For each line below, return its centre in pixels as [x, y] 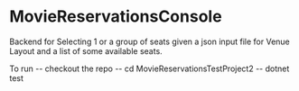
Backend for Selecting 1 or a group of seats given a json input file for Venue [150, 41]
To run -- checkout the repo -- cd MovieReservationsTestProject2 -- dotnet [149, 68]
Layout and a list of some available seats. [86, 50]
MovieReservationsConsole [116, 17]
